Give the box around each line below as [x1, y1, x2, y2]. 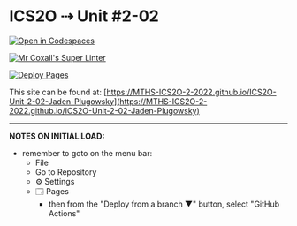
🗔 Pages [34, 185, 69, 196]
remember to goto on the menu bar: [21, 147, 153, 158]
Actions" [48, 207, 80, 218]
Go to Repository [34, 166, 97, 177]
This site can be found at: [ [9, 87, 107, 97]
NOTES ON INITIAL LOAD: [9, 131, 105, 141]
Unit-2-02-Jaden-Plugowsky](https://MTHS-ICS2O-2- [9, 95, 208, 107]
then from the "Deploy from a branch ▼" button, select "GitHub [48, 199, 280, 209]
